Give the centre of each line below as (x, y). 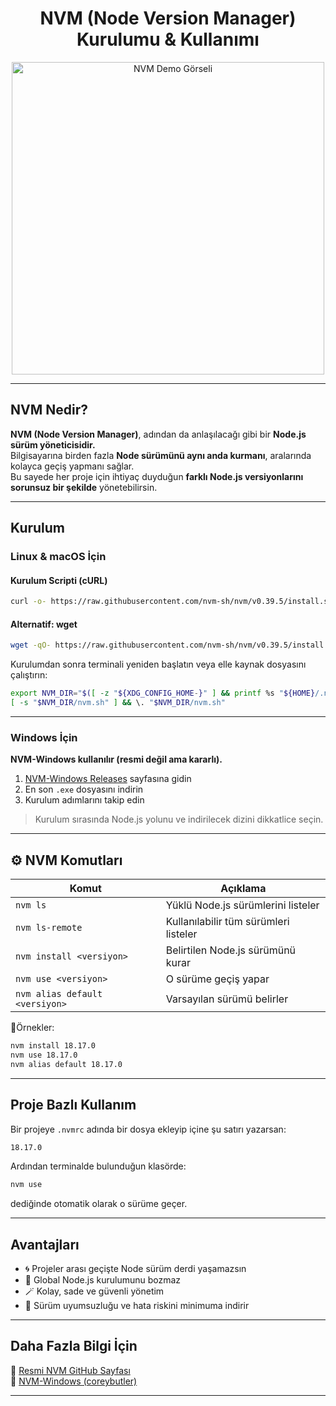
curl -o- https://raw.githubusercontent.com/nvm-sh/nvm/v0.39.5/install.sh (171, 602)
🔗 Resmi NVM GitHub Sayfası (70, 1370)
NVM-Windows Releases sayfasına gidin (108, 779)
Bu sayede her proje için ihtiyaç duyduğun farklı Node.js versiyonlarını (157, 476)
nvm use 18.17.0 (44, 1055)
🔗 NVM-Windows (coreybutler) (74, 1381)
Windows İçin (44, 737)
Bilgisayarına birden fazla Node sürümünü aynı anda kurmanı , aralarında (161, 455)
